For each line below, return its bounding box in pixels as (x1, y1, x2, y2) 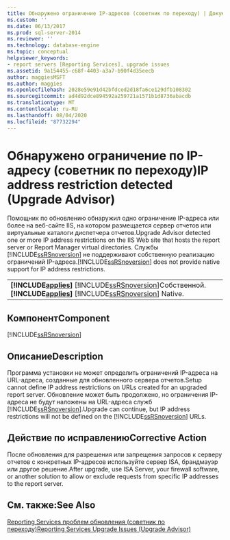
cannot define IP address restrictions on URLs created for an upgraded (7, 383, 207, 391)
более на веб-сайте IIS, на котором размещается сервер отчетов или (7, 221, 212, 230)
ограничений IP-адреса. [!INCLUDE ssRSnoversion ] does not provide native (7, 258, 220, 266)
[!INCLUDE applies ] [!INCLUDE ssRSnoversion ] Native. (10, 289, 184, 299)
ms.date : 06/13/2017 (7, 23, 66, 29)
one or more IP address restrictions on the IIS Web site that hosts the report (7, 236, 220, 244)
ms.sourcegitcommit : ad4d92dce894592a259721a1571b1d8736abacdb (7, 93, 192, 100)
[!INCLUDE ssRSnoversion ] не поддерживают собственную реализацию (7, 251, 215, 259)
